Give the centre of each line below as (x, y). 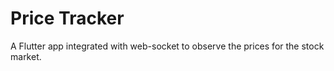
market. (26, 56)
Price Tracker (67, 18)
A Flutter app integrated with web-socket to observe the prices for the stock (167, 46)
